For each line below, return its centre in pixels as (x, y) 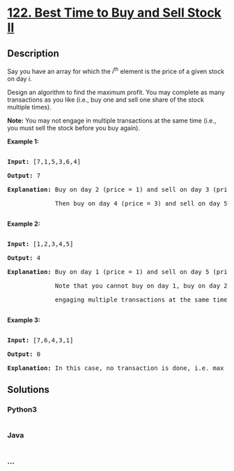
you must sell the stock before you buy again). (74, 128)
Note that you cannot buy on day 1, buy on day (138, 286)
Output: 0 (24, 354)
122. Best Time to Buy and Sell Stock (114, 13)
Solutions (29, 390)
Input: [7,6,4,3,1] (40, 340)
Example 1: (23, 141)
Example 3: (24, 320)
